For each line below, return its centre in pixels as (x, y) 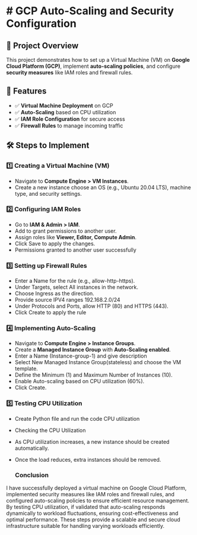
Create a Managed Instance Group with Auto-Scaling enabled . (93, 350)
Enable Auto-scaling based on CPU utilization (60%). (80, 381)
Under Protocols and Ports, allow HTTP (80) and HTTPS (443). (92, 306)
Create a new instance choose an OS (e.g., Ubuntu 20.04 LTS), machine (103, 187)
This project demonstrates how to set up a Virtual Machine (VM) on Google (98, 60)
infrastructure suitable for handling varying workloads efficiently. (85, 525)
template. (26, 369)
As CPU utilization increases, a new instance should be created (92, 442)
